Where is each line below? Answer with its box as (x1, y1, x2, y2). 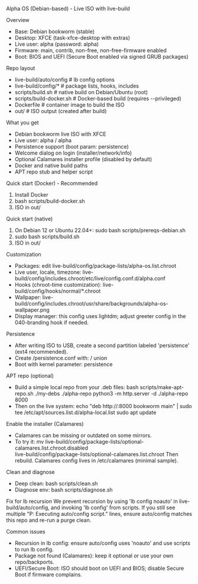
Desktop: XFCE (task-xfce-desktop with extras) (14, 34, 131, 41)
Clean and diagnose (6, 469, 55, 476)
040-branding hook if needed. (14, 319, 89, 326)
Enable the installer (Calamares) (6, 421, 84, 427)
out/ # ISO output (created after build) (14, 108, 107, 114)
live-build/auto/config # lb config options (14, 76, 115, 83)
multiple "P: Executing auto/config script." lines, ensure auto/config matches (6, 511, 193, 517)
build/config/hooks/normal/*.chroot (14, 287, 101, 294)
